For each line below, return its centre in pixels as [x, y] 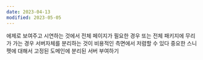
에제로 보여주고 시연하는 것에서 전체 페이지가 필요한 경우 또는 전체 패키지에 [95, 35]
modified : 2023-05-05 [34, 18]
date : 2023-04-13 [28, 12]
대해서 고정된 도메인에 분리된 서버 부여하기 [68, 51]
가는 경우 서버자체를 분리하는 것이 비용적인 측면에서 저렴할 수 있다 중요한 [99, 43]
